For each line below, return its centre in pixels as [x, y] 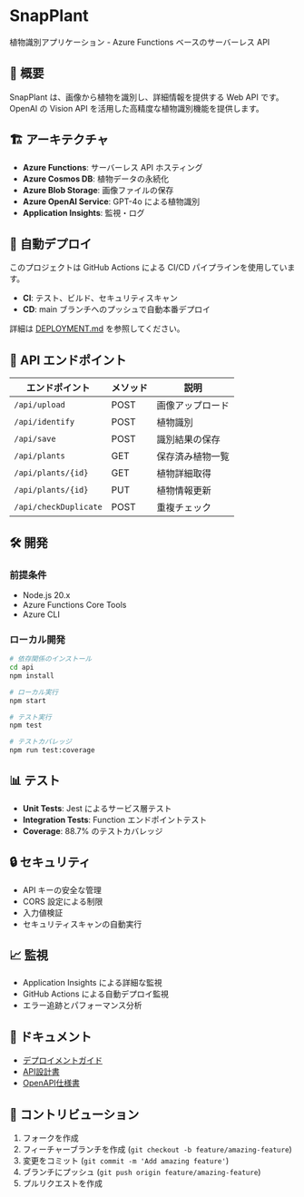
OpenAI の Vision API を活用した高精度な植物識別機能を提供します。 [137, 108]
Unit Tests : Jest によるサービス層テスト [97, 808]
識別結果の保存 [188, 439]
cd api [22, 668]
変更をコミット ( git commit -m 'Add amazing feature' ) [126, 1161]
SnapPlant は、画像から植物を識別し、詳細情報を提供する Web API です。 [147, 97]
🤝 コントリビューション [74, 1114]
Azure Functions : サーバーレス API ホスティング [113, 167]
